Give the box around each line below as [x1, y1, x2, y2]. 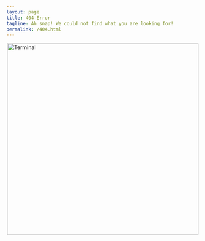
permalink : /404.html [6, 26, 62, 33]
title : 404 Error [6, 15, 51, 21]
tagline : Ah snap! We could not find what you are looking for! [6, 20, 174, 26]
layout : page [6, 9, 40, 15]
